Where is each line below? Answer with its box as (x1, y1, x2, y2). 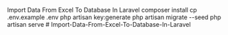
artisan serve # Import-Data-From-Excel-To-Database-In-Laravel (7, 21, 191, 28)
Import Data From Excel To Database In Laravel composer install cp (7, 6, 197, 14)
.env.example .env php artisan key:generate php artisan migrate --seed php (7, 13, 222, 21)
